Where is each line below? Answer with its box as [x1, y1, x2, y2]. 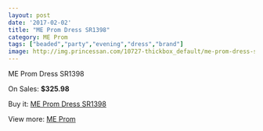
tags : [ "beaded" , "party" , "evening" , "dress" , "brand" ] [8, 41, 184, 48]
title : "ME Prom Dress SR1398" [8, 26, 110, 34]
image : [8, 48, 30, 55]
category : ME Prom [8, 33, 68, 41]
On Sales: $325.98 [8, 84, 70, 94]
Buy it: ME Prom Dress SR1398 [8, 99, 107, 108]
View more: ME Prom [8, 115, 76, 123]
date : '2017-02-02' [8, 19, 72, 27]
